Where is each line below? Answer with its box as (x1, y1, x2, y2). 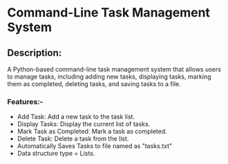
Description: (7, 47, 62, 59)
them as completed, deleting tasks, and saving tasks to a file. (7, 80, 181, 88)
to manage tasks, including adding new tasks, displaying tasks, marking (7, 72, 211, 81)
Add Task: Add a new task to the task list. (17, 112, 135, 121)
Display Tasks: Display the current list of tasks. (17, 120, 151, 128)
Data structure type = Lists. (17, 150, 95, 158)
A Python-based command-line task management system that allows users (7, 65, 221, 73)
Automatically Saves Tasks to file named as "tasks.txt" (17, 142, 173, 150)
